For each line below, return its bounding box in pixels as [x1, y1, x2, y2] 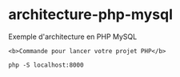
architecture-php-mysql [8, 6, 174, 24]
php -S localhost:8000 [8, 61, 84, 69]
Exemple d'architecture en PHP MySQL [8, 32, 138, 41]
